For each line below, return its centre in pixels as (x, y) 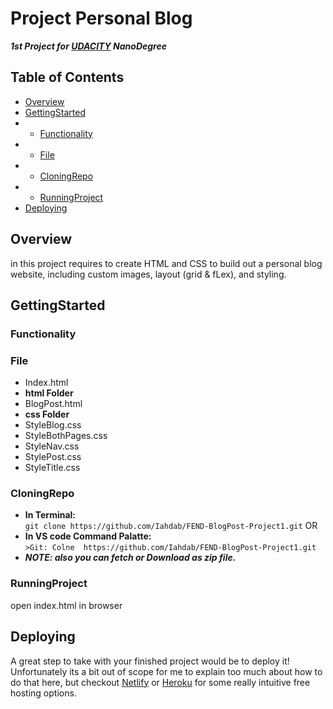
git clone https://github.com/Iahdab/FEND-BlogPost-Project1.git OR (171, 526)
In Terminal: (50, 515)
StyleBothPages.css (66, 436)
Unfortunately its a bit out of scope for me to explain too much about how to (166, 671)
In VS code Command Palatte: (88, 536)
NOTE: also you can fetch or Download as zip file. (130, 558)
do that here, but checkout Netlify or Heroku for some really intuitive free (160, 682)
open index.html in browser (66, 605)
